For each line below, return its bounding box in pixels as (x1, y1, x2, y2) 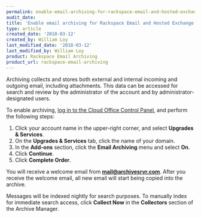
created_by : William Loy (6, 37, 68, 43)
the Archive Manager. (6, 205, 59, 212)
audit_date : (6, 14, 36, 20)
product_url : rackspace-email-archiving (6, 59, 109, 65)
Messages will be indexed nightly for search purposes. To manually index (6, 192, 187, 199)
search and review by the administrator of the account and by (6, 88, 159, 95)
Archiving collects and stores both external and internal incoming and (6, 76, 178, 83)
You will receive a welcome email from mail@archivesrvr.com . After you (6, 168, 186, 175)
